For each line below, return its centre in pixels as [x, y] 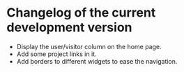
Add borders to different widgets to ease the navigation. [97, 61]
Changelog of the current [81, 13]
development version [69, 27]
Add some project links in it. [56, 54]
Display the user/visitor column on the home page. [89, 46]
